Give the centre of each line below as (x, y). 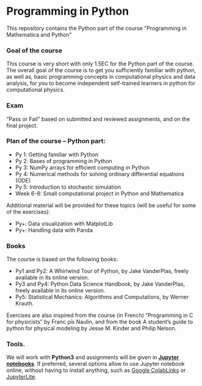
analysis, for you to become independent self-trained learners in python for (101, 83)
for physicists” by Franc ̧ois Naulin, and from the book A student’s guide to (100, 322)
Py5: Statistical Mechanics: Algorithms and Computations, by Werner (102, 297)
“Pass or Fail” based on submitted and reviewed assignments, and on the (98, 119)
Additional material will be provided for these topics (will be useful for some (101, 205)
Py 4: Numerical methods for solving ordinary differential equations (100, 174)
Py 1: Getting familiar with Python (57, 155)
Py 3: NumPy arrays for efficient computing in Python (82, 167)
